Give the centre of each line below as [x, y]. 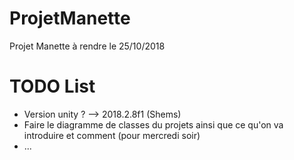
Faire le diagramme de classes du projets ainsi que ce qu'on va [153, 124]
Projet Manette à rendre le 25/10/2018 [87, 46]
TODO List [52, 86]
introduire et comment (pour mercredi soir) [112, 135]
